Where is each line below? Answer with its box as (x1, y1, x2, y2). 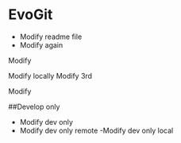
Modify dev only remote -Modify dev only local (19, 126, 174, 135)
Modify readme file (19, 32, 83, 41)
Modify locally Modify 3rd (8, 71, 93, 80)
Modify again (19, 40, 64, 49)
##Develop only (8, 102, 60, 111)
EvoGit (8, 6, 53, 24)
